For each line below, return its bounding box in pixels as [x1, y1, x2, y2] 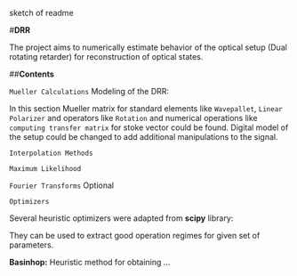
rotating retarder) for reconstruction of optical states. [9, 52, 204, 61]
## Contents [9, 69, 55, 79]
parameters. [9, 239, 54, 250]
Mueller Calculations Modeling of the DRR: [9, 86, 170, 96]
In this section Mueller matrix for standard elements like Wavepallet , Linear [9, 103, 283, 114]
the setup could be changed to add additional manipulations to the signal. [9, 132, 278, 142]
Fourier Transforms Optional [9, 180, 114, 191]
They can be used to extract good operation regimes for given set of [9, 231, 261, 240]
